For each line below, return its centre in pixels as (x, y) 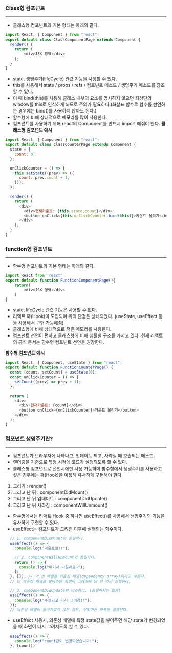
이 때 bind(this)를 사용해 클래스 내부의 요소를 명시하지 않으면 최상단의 (82, 98)
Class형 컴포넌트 (25, 8)
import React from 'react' (34, 276)
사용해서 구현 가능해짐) (41, 323)
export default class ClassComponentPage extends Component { (73, 40)
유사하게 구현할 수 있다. (36, 523)
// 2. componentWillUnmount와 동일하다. (55, 557)
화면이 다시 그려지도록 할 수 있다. (57, 627)
